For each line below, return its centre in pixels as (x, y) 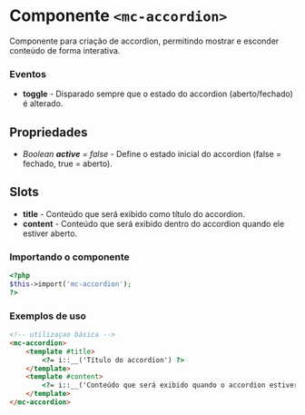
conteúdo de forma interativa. (65, 50)
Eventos (28, 74)
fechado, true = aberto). (68, 163)
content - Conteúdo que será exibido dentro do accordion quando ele (153, 223)
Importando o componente (69, 257)
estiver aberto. (50, 233)
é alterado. (43, 104)
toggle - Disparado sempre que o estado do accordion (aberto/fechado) (157, 94)
